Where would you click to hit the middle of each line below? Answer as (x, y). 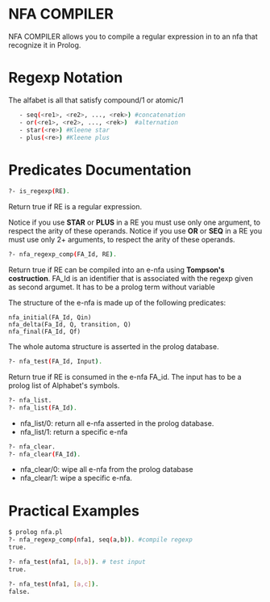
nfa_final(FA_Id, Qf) (45, 332)
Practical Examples (74, 511)
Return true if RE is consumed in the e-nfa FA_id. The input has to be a (125, 377)
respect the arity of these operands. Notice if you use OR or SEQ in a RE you (135, 231)
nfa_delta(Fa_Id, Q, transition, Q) (70, 325)
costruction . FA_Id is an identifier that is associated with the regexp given (131, 279)
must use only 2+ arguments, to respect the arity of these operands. (122, 240)
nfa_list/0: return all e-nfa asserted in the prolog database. (117, 423)
